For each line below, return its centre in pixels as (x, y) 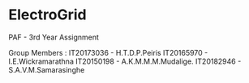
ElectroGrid (47, 15)
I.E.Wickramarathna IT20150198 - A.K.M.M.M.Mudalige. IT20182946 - (125, 61)
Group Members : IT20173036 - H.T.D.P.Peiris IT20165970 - (108, 52)
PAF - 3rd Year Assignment (54, 37)
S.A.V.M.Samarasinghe (47, 69)
